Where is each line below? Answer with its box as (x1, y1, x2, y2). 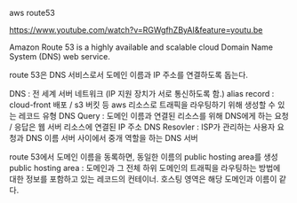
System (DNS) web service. (9, 51, 111, 61)
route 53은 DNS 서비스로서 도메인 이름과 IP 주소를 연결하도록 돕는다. (9, 70, 249, 80)
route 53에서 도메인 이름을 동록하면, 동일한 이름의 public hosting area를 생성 (9, 152, 278, 162)
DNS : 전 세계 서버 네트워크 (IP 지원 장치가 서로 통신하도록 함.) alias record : (9, 89, 275, 98)
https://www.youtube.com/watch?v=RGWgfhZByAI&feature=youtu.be (9, 25, 263, 35)
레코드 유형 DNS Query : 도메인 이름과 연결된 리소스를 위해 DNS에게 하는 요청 (18, 111, 289, 121)
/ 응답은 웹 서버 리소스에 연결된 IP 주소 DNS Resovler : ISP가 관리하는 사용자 (9, 121, 276, 132)
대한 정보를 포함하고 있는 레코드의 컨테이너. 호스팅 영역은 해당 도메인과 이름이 (9, 174, 277, 184)
